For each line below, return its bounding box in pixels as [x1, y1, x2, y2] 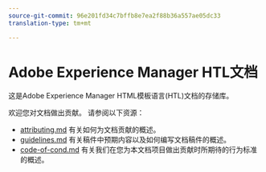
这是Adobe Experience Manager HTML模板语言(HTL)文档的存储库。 [8, 91, 234, 101]
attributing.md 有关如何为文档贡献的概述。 [19, 125, 161, 134]
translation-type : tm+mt [8, 19, 92, 27]
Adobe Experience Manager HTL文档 [8, 63, 259, 81]
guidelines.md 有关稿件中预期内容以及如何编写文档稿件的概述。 [19, 135, 231, 145]
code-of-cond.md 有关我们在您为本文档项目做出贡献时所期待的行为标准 [19, 145, 258, 154]
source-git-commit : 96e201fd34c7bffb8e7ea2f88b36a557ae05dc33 [8, 11, 221, 20]
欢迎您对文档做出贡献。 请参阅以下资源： [8, 108, 145, 118]
